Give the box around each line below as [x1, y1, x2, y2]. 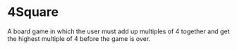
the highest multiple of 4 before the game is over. [7, 34, 151, 42]
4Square [7, 4, 59, 20]
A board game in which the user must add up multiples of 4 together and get [7, 27, 230, 35]
